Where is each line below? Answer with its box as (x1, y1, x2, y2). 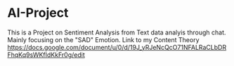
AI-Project (7, 5, 69, 21)
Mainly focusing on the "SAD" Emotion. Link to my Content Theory (7, 35, 200, 44)
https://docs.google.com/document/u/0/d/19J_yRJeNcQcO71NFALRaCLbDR (7, 43, 227, 51)
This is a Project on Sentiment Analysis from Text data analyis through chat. (7, 28, 226, 37)
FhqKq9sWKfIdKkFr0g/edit (7, 51, 86, 59)
